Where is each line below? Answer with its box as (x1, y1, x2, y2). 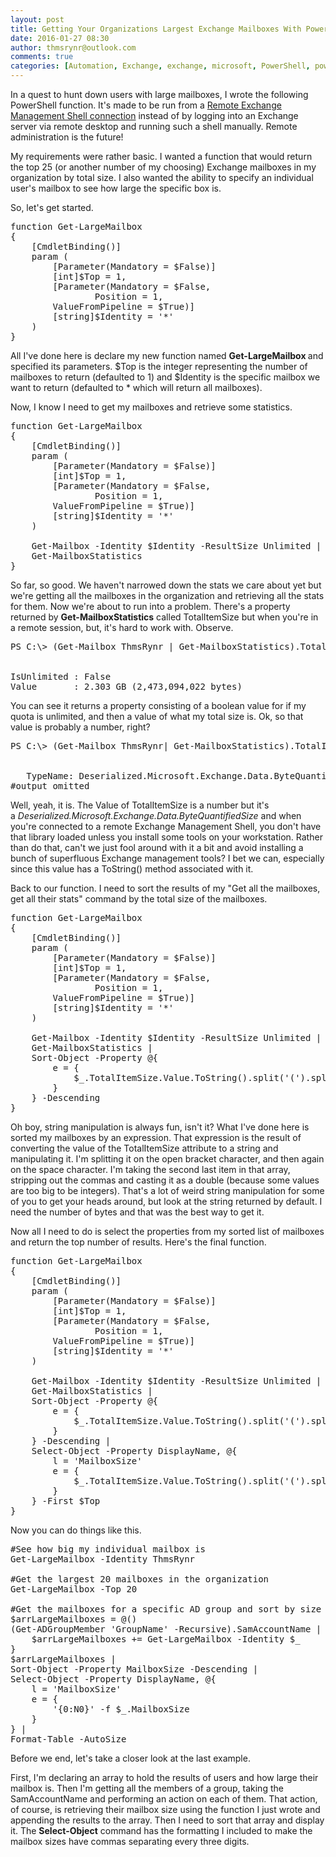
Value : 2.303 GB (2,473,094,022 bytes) (10, 681, 243, 692)
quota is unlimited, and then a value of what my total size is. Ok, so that (10, 711, 304, 722)
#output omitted (10, 781, 90, 791)
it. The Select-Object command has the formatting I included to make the (10, 1825, 313, 1836)
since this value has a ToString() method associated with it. (10, 863, 254, 875)
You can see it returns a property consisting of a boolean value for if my (10, 700, 307, 711)
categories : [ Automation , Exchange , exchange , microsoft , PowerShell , (10, 61, 311, 71)
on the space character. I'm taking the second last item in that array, (10, 1164, 291, 1175)
